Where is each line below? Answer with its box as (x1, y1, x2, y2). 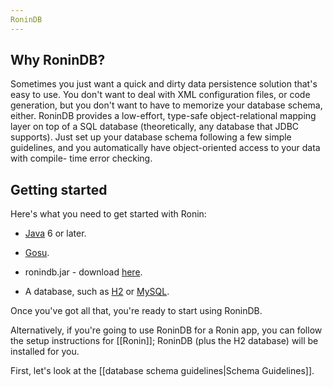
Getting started (10, 181, 108, 198)
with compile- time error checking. (10, 152, 153, 165)
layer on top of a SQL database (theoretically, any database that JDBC (10, 121, 300, 133)
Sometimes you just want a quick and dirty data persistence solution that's (10, 78, 318, 90)
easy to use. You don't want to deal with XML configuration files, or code (10, 89, 311, 101)
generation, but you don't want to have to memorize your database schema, (10, 99, 323, 111)
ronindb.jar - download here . (24, 266, 143, 278)
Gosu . (24, 247, 50, 259)
